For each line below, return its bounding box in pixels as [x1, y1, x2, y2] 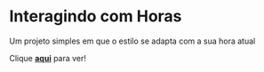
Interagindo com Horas [9, 6, 182, 27]
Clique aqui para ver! [9, 52, 87, 63]
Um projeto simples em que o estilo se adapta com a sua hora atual [9, 36, 256, 46]
